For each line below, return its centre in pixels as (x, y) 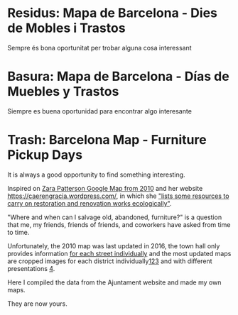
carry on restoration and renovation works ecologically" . (90, 203)
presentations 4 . (31, 268)
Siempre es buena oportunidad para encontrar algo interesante (99, 111)
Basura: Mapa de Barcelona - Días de (118, 77)
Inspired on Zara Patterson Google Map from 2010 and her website (105, 188)
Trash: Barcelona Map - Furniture (107, 140)
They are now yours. (37, 304)
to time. (18, 232)
